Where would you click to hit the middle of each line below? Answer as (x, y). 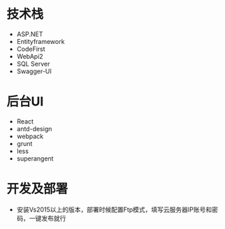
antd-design (34, 128)
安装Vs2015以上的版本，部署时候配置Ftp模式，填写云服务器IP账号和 (114, 209)
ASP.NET (30, 34)
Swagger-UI (34, 71)
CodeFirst (31, 49)
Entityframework (41, 41)
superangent (35, 158)
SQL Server (33, 64)
